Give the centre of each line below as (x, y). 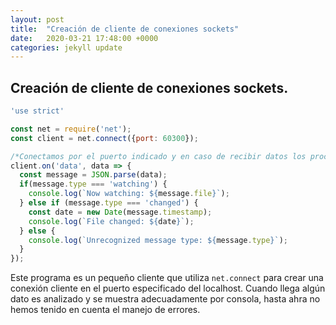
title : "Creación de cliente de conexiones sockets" (125, 29)
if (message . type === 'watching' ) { (93, 184)
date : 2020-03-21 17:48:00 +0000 (84, 38)
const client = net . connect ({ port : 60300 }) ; (104, 138)
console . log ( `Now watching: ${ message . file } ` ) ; (129, 194)
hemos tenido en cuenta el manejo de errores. (105, 310)
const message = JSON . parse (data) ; (93, 175)
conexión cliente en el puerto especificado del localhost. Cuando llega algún (168, 288)
